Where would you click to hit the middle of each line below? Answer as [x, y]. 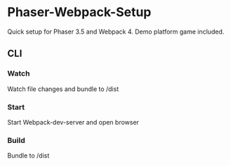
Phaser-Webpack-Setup [79, 12]
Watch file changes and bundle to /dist [63, 89]
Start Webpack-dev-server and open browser [73, 122]
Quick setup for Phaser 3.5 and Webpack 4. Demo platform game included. [116, 32]
